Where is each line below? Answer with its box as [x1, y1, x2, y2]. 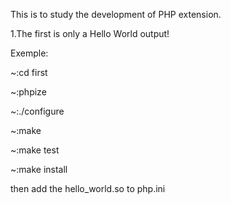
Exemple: [10, 47, 49, 59]
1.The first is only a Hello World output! [10, 28, 170, 39]
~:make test [10, 144, 60, 156]
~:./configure [10, 105, 65, 117]
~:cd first [10, 67, 48, 78]
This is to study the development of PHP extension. [10, 9, 222, 20]
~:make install [10, 164, 68, 175]
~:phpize [10, 86, 47, 98]
